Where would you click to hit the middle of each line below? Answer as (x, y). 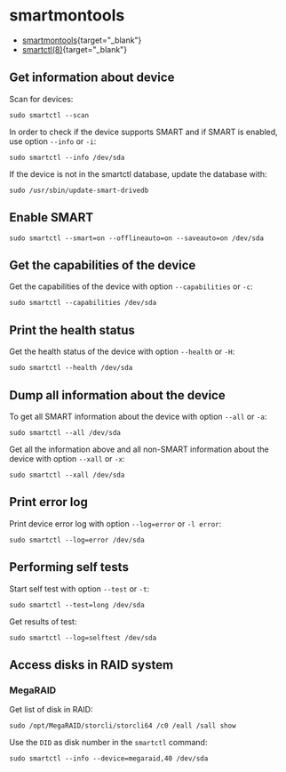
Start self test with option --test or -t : (79, 589)
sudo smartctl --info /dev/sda (67, 157)
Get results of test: (43, 621)
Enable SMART (52, 217)
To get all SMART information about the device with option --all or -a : (138, 416)
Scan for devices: (41, 99)
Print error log (49, 502)
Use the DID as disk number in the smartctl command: (108, 743)
